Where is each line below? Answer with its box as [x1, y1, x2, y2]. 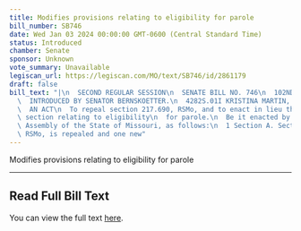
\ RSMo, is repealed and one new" [17, 130, 146, 139]
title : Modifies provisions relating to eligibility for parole [9, 13, 254, 22]
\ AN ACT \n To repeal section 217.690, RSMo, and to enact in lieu [17, 105, 282, 114]
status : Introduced [9, 38, 82, 47]
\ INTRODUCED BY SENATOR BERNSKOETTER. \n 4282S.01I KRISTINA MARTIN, [17, 96, 291, 106]
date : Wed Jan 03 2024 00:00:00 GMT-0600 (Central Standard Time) [9, 30, 262, 38]
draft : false [9, 80, 58, 89]
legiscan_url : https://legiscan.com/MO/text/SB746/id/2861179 [9, 72, 246, 81]
